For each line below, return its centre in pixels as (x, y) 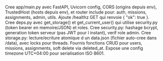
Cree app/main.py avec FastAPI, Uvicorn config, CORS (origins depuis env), (81, 7)
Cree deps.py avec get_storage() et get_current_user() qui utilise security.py (81, 22)
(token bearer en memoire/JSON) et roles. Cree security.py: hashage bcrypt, (82, 28)
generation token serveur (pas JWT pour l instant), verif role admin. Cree (78, 33)
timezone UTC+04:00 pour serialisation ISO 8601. (55, 53)
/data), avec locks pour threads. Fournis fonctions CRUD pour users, (74, 43)
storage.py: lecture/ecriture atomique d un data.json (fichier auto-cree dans (81, 38)
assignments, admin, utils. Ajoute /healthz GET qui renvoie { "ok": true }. (77, 17)
